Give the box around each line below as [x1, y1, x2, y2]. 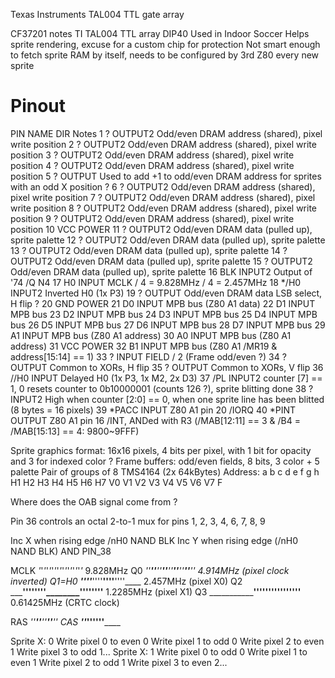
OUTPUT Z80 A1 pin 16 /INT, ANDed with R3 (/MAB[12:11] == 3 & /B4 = [10, 414, 302, 426]
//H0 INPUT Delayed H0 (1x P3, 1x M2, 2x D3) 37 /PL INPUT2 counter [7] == [10, 372, 323, 384]
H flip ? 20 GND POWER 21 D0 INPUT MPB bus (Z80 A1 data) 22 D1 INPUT [10, 297, 316, 309]
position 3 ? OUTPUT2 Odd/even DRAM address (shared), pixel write [10, 149, 295, 161]
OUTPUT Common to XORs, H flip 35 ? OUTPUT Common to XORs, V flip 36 [10, 361, 324, 373]
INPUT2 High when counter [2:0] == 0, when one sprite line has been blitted [10, 393, 325, 405]
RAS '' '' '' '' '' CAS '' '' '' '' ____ [10, 615, 121, 628]
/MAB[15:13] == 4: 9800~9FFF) [10, 425, 140, 437]
